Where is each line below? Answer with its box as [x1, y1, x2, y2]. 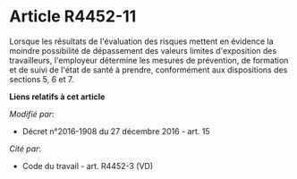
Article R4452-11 [9, 6, 137, 27]
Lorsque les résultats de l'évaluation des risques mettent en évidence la [9, 36, 275, 47]
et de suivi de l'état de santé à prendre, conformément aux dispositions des [9, 64, 288, 75]
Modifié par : [9, 108, 55, 119]
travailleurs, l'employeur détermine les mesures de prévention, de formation [9, 55, 289, 65]
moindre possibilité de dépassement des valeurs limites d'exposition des [9, 45, 277, 55]
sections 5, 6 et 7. [9, 73, 74, 84]
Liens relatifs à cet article [9, 91, 106, 102]
